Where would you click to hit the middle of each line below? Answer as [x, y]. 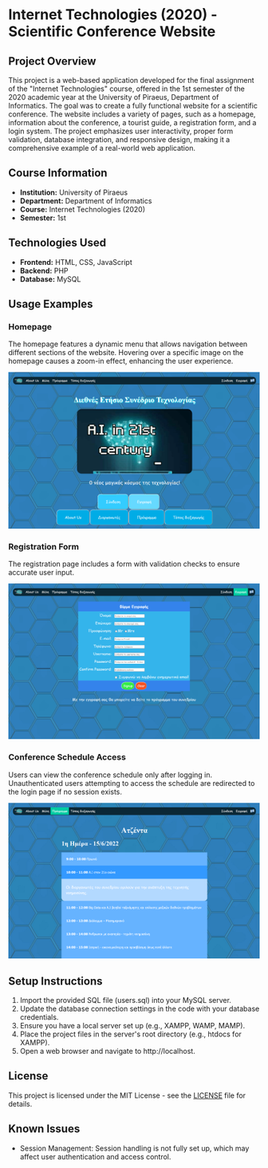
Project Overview [52, 61]
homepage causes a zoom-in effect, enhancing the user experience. [121, 361]
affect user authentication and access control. [95, 1156]
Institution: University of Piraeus [74, 192]
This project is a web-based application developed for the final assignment [131, 80]
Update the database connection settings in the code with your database [140, 1008]
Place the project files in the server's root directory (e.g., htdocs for [130, 1034]
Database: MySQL [50, 279]
